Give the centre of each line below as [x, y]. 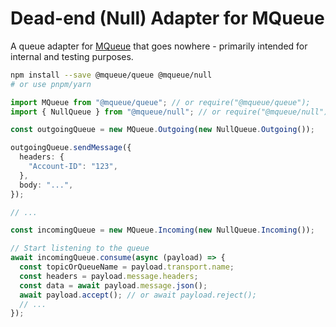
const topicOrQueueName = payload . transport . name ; [127, 267]
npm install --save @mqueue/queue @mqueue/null [111, 75]
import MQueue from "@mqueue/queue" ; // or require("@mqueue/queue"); [160, 102]
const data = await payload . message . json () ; [113, 285]
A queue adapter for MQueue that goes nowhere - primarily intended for [159, 46]
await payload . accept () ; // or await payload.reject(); [138, 295]
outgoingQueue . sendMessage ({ [71, 148]
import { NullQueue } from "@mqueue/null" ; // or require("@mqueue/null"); [171, 112]
